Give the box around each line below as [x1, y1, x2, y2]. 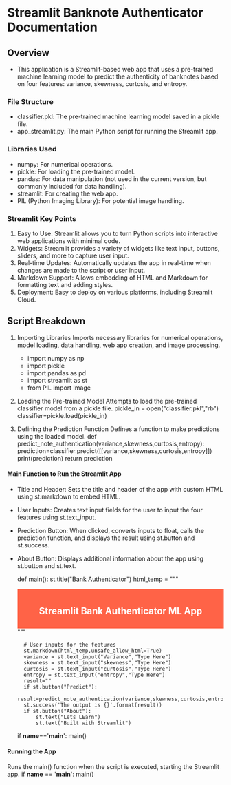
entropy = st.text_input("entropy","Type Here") [23, 671, 166, 678]
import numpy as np [27, 354, 85, 362]
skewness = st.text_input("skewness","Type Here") [23, 659, 172, 666]
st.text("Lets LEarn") [35, 713, 101, 720]
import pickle [27, 362, 65, 370]
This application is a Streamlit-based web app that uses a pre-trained [16, 65, 214, 73]
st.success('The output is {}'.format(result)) [23, 701, 163, 709]
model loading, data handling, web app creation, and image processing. [16, 341, 221, 349]
